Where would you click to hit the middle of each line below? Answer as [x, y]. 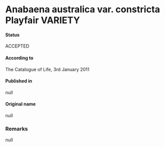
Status [13, 35]
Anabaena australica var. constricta [83, 9]
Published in [19, 81]
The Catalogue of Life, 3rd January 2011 [47, 69]
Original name [20, 104]
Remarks [17, 129]
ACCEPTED [17, 46]
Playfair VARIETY [43, 20]
